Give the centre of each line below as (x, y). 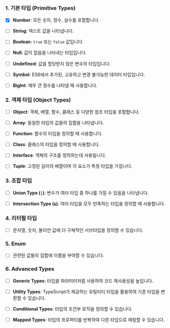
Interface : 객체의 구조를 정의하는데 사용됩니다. (59, 155)
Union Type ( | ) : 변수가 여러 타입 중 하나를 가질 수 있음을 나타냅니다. (81, 193)
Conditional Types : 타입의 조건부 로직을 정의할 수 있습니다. (72, 309)
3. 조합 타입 (19, 181)
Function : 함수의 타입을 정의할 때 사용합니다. (58, 134)
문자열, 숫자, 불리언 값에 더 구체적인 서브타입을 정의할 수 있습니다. (78, 230)
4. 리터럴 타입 (21, 218)
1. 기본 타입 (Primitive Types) (40, 8)
